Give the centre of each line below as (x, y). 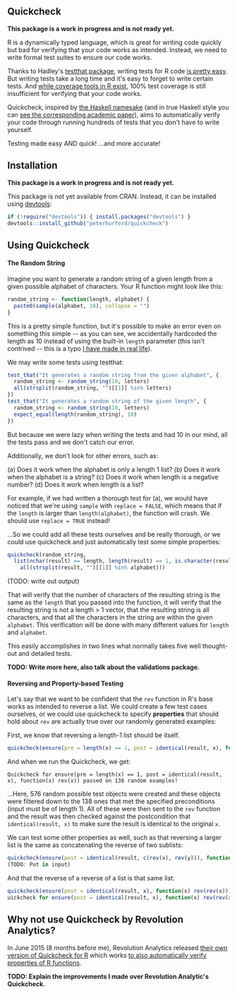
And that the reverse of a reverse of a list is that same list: (91, 878)
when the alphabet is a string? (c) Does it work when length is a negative (113, 477)
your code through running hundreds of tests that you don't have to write (114, 122)
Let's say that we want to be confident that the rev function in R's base (110, 699)
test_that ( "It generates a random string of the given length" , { (107, 402)
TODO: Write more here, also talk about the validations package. (103, 667)
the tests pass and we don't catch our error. (71, 442)
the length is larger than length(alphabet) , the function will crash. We (109, 513)
